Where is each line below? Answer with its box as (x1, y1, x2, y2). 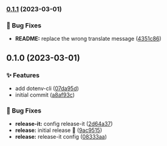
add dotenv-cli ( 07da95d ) (15, 85, 79, 92)
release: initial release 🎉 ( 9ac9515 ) (15, 127, 103, 134)
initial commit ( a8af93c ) (15, 91, 75, 99)
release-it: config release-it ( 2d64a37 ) (15, 120, 114, 128)
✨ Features (6, 71, 40, 79)
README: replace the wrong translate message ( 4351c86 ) (15, 35, 162, 43)
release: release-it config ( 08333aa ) (15, 133, 107, 141)
